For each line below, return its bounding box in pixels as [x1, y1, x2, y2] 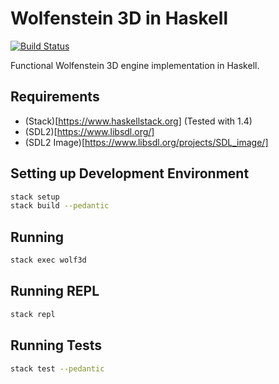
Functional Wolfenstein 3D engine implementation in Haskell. [10, 59, 260, 71]
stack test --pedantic [10, 363, 105, 374]
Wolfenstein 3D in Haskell [10, 7, 228, 30]
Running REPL [10, 283, 100, 300]
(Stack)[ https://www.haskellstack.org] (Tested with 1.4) [24, 115, 253, 127]
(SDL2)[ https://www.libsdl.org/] [24, 125, 155, 137]
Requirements [10, 88, 100, 106]
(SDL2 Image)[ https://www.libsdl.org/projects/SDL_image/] [24, 136, 269, 148]
